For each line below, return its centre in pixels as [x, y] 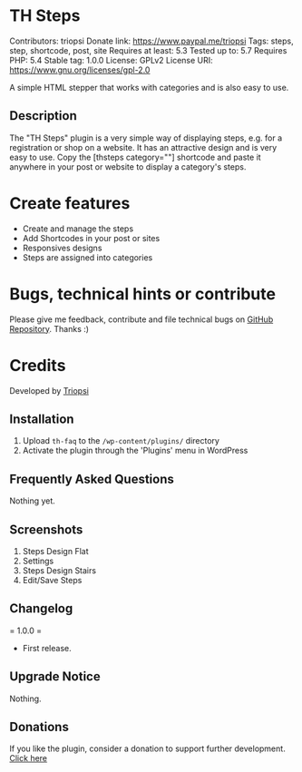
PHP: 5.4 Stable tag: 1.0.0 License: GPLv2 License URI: [111, 60]
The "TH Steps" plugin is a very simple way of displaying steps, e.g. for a [146, 138]
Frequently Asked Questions [92, 479]
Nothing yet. [33, 501]
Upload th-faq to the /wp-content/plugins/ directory [121, 441]
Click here [29, 758]
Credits [38, 365]
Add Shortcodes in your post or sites [91, 238]
